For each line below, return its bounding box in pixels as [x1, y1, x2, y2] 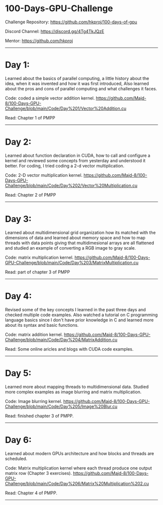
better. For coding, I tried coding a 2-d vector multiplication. [5, 163, 125, 168]
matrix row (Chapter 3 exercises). [5, 470, 72, 476]
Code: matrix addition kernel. [5, 331, 63, 337]
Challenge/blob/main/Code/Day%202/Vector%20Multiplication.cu [5, 183, 138, 188]
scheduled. [5, 455, 28, 461]
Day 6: [5, 434, 32, 445]
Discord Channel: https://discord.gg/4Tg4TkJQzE [5, 28, 104, 34]
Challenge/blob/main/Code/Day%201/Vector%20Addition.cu [5, 105, 127, 111]
